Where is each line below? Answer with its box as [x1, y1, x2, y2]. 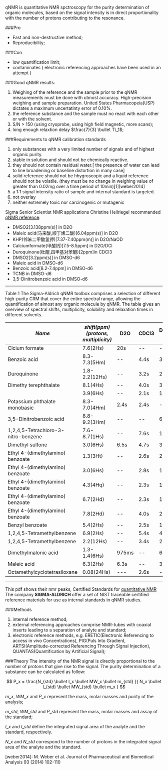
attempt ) [12, 70, 31, 76]
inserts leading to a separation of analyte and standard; [12, 627, 126, 633]
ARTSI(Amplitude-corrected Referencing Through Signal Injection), [12, 643, 151, 649]
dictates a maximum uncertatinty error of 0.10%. [12, 105, 112, 111]
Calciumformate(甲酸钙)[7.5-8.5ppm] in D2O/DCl [12, 243, 112, 248]
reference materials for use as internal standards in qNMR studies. [5, 597, 142, 603]
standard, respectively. [5, 729, 52, 735]
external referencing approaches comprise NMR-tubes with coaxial [12, 622, 151, 627]
